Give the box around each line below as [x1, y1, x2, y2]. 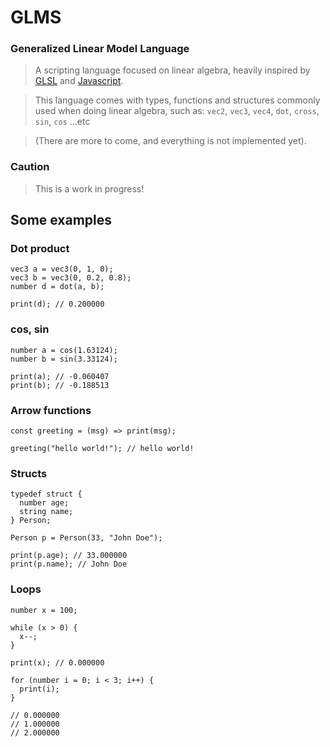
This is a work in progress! [34, 182, 145, 195]
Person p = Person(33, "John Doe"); [10, 533, 163, 543]
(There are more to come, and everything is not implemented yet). [34, 135, 307, 147]
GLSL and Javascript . [34, 75, 124, 87]
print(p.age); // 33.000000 [10, 551, 128, 561]
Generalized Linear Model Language [10, 42, 190, 56]
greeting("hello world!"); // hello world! [10, 444, 195, 454]
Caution [10, 160, 50, 174]
